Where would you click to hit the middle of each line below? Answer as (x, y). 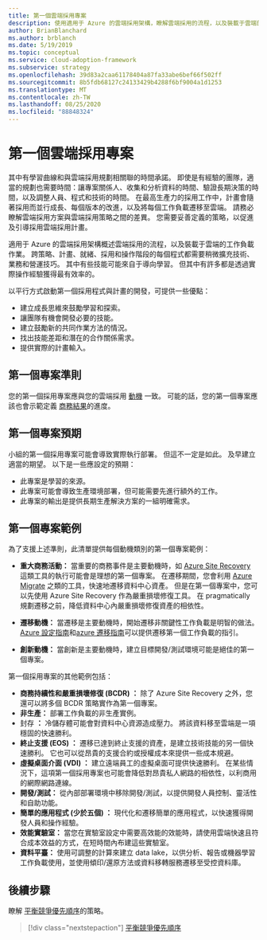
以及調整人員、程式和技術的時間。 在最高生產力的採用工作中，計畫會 (134, 197)
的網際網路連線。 (48, 783)
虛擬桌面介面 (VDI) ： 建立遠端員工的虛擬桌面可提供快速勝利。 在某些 (133, 763)
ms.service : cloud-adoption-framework (72, 61)
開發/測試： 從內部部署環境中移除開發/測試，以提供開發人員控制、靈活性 (138, 793)
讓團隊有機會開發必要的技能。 (68, 317)
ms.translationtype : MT (48, 90)
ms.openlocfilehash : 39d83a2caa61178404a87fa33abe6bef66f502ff (115, 75)
